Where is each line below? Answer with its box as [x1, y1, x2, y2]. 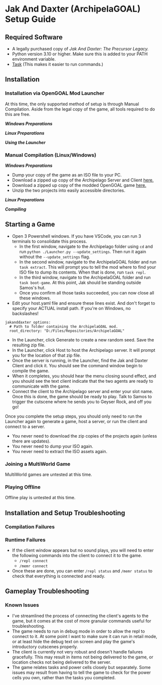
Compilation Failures [5, 523, 55, 530]
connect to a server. [5, 424, 45, 429]
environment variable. [12, 56, 56, 62]
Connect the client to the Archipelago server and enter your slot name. [12, 388, 153, 394]
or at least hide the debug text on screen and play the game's [12, 638, 135, 644]
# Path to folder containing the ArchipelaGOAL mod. [9, 324, 118, 329]
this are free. [5, 111, 31, 117]
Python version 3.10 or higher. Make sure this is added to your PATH [12, 51, 148, 57]
